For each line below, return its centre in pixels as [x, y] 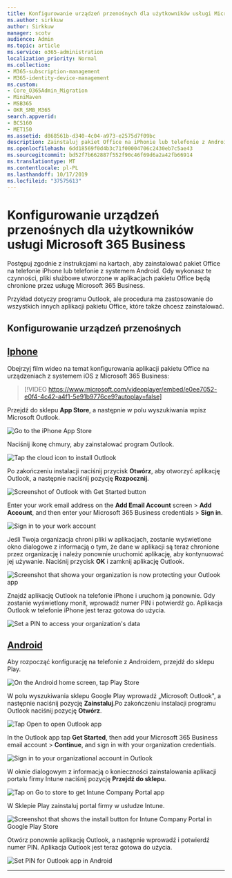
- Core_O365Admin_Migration [48, 91]
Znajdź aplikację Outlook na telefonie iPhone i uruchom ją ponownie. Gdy [111, 595]
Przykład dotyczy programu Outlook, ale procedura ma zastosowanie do [110, 299]
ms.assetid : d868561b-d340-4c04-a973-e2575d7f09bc [81, 136]
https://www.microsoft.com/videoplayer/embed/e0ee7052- [133, 389]
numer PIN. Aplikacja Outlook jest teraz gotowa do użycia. [90, 848]
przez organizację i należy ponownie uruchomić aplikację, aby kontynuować [116, 554]
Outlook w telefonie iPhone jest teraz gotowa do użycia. [86, 610]
